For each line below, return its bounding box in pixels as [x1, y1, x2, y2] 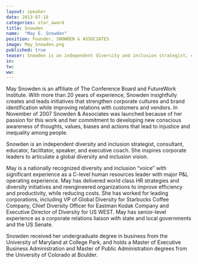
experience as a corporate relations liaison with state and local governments [6, 215, 192, 222]
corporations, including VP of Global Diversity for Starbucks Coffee [6, 196, 169, 203]
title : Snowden [6, 25, 44, 31]
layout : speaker [6, 8, 46, 15]
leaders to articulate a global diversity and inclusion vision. [6, 153, 148, 160]
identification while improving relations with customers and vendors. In [6, 104, 178, 111]
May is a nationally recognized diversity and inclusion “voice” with [6, 165, 167, 172]
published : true [6, 47, 46, 53]
